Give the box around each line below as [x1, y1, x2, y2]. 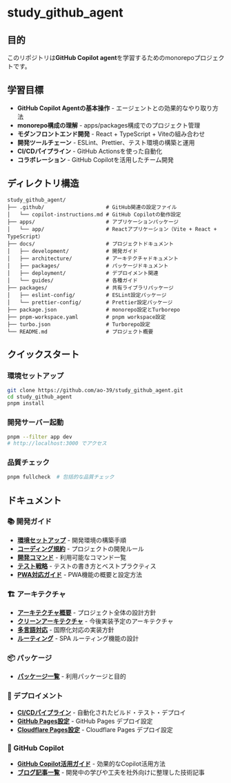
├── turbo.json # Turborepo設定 [7, 321, 150, 328]
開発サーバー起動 [7, 417, 64, 427]
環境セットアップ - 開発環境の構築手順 [17, 536, 127, 544]
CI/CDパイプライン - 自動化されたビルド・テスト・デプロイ [17, 708, 186, 716]
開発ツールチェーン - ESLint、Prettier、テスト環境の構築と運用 [17, 138, 195, 146]
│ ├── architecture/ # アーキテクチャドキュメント [7, 255, 179, 262]
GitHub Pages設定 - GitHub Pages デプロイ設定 [17, 717, 153, 725]
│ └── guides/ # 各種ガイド [7, 277, 138, 284]
